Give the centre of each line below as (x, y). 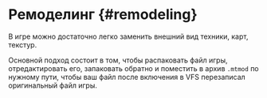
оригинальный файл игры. (53, 85)
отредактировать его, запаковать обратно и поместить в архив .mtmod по (133, 68)
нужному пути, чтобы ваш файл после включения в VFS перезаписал (127, 77)
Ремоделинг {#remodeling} (103, 15)
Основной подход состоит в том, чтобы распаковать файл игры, (118, 60)
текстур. (23, 44)
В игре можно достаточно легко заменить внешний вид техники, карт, (128, 36)
